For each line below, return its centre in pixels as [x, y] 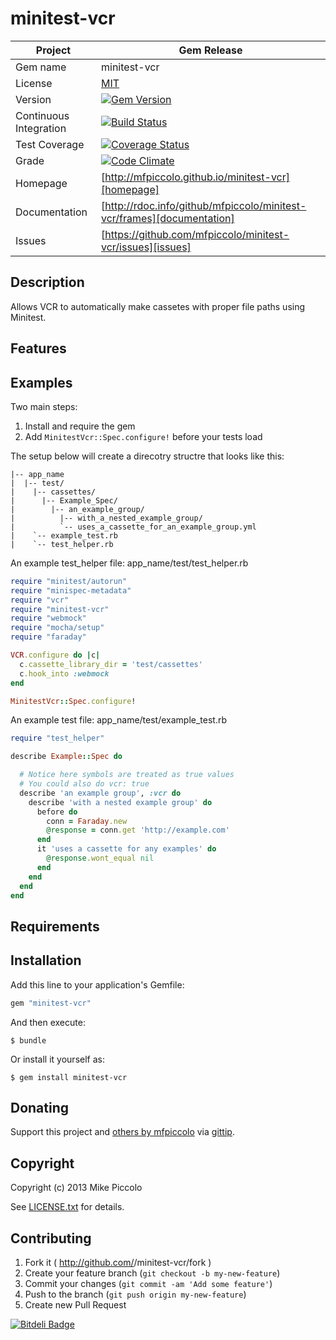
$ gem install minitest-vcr [69, 1077]
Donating [40, 1107]
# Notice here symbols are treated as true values [127, 775]
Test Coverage [50, 144]
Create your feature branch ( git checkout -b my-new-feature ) [152, 1273]
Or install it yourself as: [57, 1059]
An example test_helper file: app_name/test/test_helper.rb [129, 563]
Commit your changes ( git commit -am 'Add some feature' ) [148, 1283]
